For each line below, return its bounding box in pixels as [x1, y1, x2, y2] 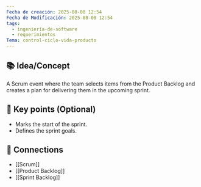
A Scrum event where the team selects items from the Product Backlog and [6, 80, 196, 87]
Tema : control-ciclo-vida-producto [6, 37, 97, 43]
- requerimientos [12, 32, 56, 38]
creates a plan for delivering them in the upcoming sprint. [6, 86, 150, 94]
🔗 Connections [6, 145, 64, 155]
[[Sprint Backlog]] [15, 174, 60, 181]
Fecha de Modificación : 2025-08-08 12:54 [6, 15, 113, 21]
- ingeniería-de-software [12, 26, 78, 32]
